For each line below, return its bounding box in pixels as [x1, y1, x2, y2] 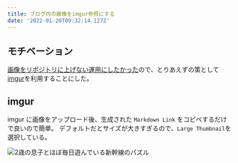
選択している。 [7, 133, 51, 142]
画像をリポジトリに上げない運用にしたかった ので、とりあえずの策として [7, 65, 219, 74]
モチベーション [7, 45, 73, 57]
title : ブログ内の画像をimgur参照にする [7, 10, 115, 18]
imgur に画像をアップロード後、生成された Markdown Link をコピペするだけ [7, 115, 227, 124]
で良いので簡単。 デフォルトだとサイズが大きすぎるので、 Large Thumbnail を [7, 124, 232, 132]
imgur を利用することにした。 [7, 74, 93, 83]
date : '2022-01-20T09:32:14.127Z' [7, 17, 110, 24]
